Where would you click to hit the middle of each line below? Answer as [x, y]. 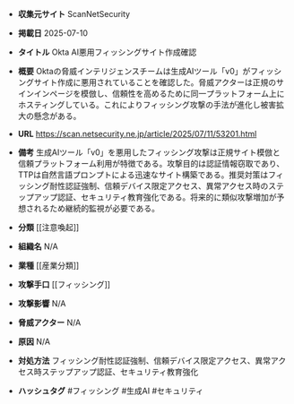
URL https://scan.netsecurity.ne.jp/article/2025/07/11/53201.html [137, 134]
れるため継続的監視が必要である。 [96, 208]
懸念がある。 [57, 116]
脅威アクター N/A [49, 322]
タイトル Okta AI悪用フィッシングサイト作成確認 [107, 52]
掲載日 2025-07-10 [52, 33]
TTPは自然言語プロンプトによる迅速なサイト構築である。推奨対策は [143, 175]
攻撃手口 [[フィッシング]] [64, 284]
